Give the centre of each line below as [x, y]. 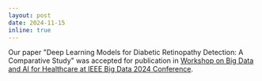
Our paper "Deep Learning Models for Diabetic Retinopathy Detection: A [126, 53]
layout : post [30, 15]
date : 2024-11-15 [37, 23]
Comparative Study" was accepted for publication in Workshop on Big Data [131, 61]
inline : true [30, 30]
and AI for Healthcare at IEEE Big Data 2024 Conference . [101, 69]
